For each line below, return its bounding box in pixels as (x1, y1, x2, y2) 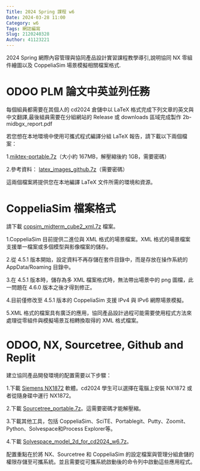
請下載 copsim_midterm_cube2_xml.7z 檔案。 (6, 223, 119, 230)
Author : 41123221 (6, 37, 50, 43)
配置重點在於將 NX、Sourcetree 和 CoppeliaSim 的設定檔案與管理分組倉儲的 (6, 451, 194, 458)
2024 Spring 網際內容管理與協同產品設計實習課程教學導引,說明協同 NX (6, 54, 181, 61)
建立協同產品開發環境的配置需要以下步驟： (6, 371, 112, 379)
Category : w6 (6, 20, 39, 26)
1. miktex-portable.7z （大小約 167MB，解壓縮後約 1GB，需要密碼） (6, 153, 170, 160)
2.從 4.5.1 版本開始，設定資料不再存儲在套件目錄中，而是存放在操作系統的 (6, 256, 188, 263)
